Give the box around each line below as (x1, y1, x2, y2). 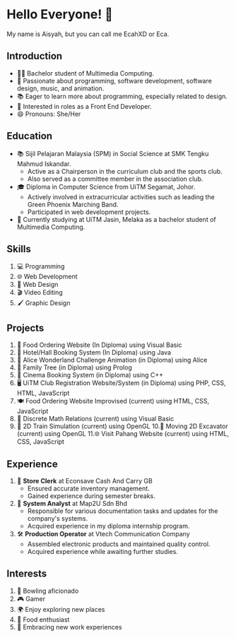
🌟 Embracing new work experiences (16, 622, 122, 631)
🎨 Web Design (16, 280, 59, 289)
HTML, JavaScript (16, 389, 70, 398)
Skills (6, 243, 31, 255)
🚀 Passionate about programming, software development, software (16, 76, 213, 85)
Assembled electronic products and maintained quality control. (27, 540, 211, 548)
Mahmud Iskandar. (16, 159, 71, 168)
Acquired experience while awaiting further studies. (27, 548, 178, 555)
